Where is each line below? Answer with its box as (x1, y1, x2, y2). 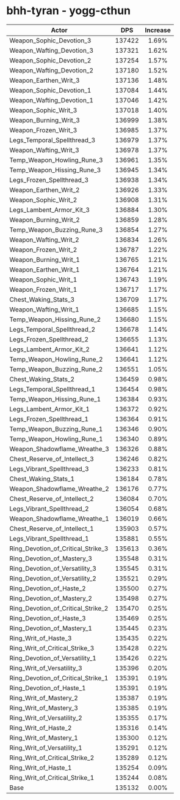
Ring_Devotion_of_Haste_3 (9, 614, 87, 622)
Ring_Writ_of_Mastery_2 (9, 693, 78, 702)
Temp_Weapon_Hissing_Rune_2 (9, 315, 101, 324)
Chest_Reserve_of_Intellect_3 (9, 454, 95, 463)
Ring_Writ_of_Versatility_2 (9, 714, 82, 722)
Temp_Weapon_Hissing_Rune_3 (9, 166, 101, 174)
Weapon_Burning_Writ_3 (9, 116, 81, 124)
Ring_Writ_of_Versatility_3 (9, 663, 82, 672)
